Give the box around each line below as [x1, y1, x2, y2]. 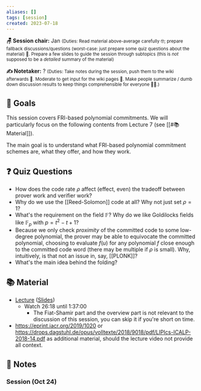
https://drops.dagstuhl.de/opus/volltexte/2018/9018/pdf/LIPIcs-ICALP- [15, 328, 191, 336]
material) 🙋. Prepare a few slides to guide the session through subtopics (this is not [6, 51, 179, 58]
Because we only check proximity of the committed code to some [15, 226, 179, 234]
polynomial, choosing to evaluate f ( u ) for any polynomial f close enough [15, 239, 195, 246]
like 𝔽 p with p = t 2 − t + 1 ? [15, 218, 79, 228]
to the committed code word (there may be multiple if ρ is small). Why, [15, 246, 191, 253]
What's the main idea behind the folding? [15, 259, 118, 266]
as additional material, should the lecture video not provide [46, 335, 193, 342]
